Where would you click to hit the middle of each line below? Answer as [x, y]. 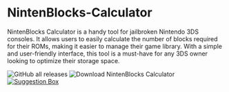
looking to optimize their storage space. [63, 60]
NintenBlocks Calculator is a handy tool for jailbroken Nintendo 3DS [103, 32]
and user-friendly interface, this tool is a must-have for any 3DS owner [108, 54]
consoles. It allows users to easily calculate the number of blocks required [113, 38]
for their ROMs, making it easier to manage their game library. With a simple [115, 46]
